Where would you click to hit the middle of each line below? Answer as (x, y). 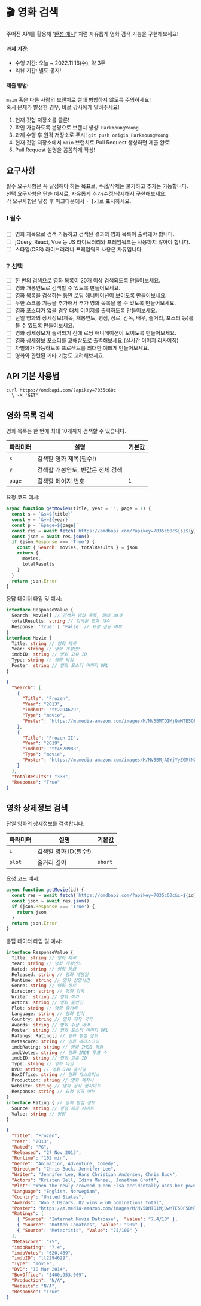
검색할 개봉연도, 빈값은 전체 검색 (80, 470)
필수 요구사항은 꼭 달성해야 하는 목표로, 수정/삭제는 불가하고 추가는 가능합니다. (97, 186)
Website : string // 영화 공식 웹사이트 (56, 1086)
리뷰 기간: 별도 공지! (38, 71)
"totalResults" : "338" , (41, 777)
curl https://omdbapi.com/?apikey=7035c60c (61, 390)
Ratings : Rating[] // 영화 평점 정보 (55, 1036)
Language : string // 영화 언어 (48, 1013)
